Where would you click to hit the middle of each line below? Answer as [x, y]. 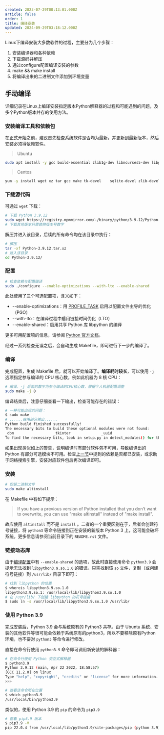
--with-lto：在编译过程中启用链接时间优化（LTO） [62, 319]
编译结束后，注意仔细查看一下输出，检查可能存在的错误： [63, 401]
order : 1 [14, 19]
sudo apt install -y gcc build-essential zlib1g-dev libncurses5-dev [77, 163]
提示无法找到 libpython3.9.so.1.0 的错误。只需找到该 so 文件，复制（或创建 [82, 568]
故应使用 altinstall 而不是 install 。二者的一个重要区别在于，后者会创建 [80, 524]
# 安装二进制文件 [20, 484]
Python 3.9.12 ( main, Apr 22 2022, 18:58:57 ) [52, 668]
